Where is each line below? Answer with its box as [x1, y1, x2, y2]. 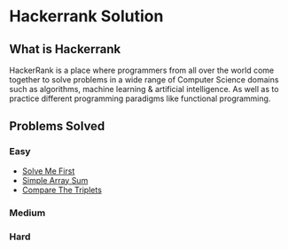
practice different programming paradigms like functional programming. [9, 93, 271, 104]
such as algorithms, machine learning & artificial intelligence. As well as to [9, 84, 279, 94]
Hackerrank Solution [9, 6, 164, 27]
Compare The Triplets [21, 184, 102, 195]
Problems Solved [9, 119, 105, 134]
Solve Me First [21, 166, 75, 176]
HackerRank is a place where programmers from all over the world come [9, 65, 275, 75]
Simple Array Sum [21, 175, 89, 185]
